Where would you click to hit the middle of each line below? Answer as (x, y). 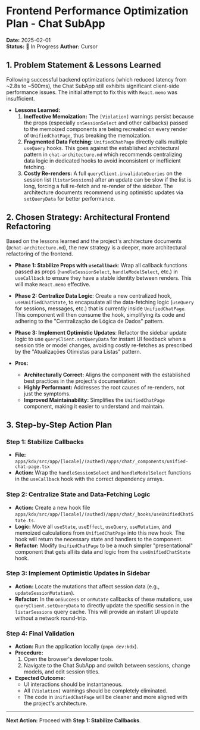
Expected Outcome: (40, 678)
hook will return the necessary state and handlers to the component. (99, 539)
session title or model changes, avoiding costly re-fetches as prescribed (103, 345)
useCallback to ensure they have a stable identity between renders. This (103, 277)
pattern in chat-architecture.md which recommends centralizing (103, 154)
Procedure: (29, 653)
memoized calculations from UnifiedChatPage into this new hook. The (100, 533)
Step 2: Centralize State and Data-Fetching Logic (78, 494)
